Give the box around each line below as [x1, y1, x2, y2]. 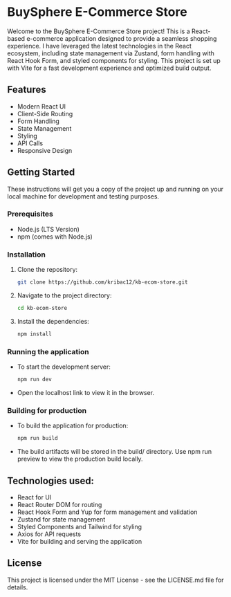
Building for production [7, 405, 87, 415]
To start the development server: [17, 362, 111, 371]
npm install [17, 330, 52, 338]
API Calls [17, 139, 44, 147]
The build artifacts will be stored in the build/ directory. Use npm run [17, 448, 212, 456]
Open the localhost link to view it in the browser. [17, 388, 154, 396]
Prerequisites [7, 209, 53, 219]
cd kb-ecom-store [17, 305, 68, 312]
